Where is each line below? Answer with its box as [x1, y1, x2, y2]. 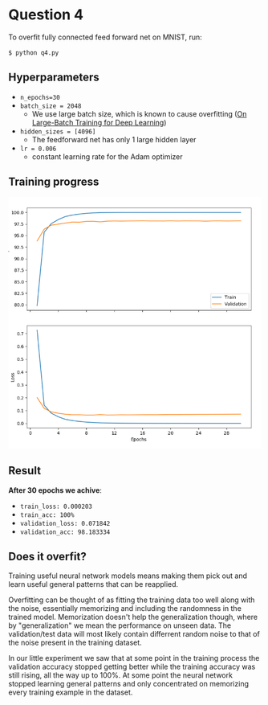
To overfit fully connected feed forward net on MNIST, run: [8, 32, 202, 42]
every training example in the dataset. [8, 687, 133, 697]
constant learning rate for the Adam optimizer [31, 151, 183, 162]
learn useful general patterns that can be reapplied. [8, 580, 179, 589]
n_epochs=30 [19, 93, 60, 101]
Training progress [8, 175, 99, 189]
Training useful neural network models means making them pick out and [8, 571, 247, 580]
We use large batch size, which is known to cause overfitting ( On [31, 109, 247, 118]
